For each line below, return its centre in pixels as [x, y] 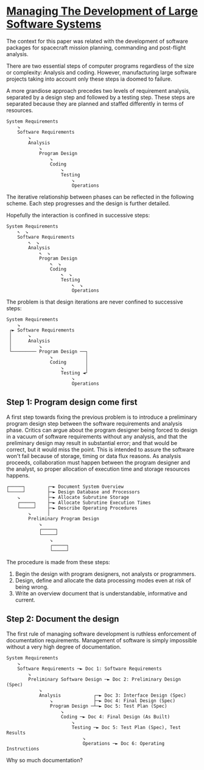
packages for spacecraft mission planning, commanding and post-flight [96, 48]
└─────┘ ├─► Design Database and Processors [73, 492]
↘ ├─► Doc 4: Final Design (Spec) [112, 700]
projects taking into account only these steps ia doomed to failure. [89, 79]
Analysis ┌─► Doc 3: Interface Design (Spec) [113, 695]
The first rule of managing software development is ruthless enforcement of [101, 634]
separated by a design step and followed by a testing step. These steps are [100, 97]
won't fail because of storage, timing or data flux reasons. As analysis [94, 456]
